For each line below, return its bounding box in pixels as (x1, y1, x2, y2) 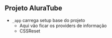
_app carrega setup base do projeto (12, 17, 85, 23)
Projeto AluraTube (5, 4, 62, 12)
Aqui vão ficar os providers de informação (19, 22, 107, 28)
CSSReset (19, 27, 41, 34)
